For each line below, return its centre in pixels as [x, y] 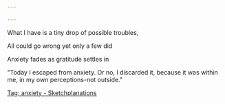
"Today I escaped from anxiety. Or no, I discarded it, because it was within [112, 72]
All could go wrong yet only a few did [60, 46]
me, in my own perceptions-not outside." [65, 79]
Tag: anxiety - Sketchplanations [52, 92]
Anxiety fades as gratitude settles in [58, 59]
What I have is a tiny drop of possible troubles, [73, 32]
